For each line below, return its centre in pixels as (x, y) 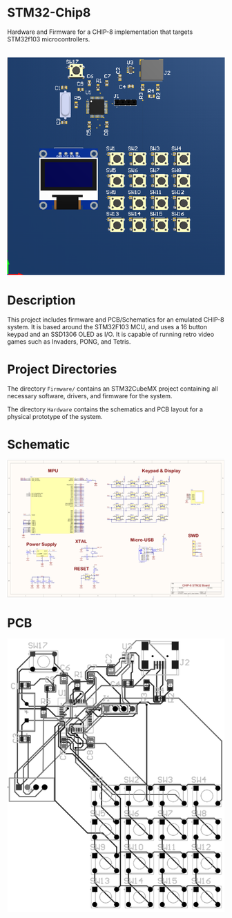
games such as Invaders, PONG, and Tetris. (69, 341)
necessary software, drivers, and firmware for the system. (90, 395)
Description (41, 301)
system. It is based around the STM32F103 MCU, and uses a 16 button (107, 326)
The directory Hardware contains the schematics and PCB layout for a (105, 409)
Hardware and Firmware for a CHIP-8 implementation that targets (100, 32)
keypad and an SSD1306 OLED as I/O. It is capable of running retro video (111, 334)
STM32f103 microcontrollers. (49, 39)
